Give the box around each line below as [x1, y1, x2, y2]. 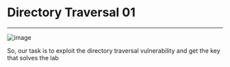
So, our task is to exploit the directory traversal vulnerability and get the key [7, 46, 220, 55]
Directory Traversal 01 [7, 5, 136, 20]
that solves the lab [7, 53, 60, 62]
